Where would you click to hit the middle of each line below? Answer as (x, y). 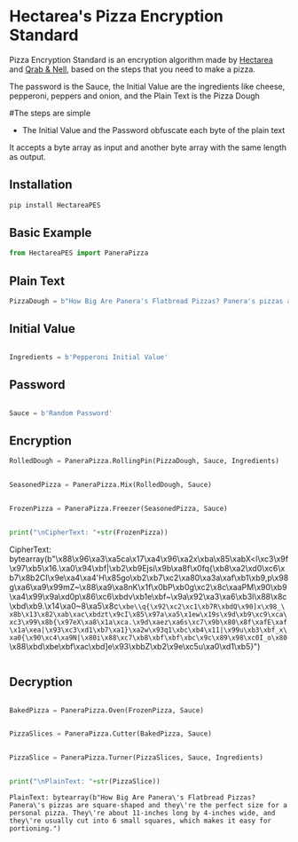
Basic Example (51, 233)
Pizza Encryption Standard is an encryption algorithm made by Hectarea (141, 59)
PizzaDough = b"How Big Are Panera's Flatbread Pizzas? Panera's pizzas (146, 302)
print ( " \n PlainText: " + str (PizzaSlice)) (85, 782)
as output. (27, 156)
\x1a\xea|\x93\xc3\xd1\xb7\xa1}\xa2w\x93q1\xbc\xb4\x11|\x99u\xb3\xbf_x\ (149, 630)
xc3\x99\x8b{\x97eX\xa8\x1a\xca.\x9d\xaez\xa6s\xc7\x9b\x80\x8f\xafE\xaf (149, 622)
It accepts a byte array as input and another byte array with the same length (148, 147)
